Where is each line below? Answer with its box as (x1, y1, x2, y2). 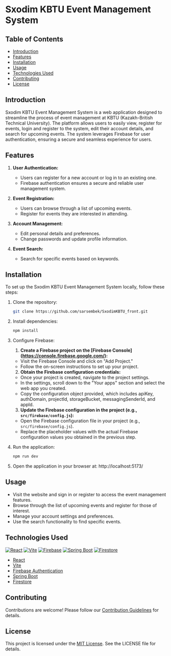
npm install (12, 328, 38, 333)
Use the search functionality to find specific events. (12, 518, 121, 524)
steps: (5, 289, 18, 296)
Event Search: (12, 246, 43, 252)
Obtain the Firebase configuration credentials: (20, 369, 121, 375)
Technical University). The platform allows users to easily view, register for (5, 120, 162, 126)
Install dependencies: (12, 318, 58, 325)
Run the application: (12, 444, 55, 450)
